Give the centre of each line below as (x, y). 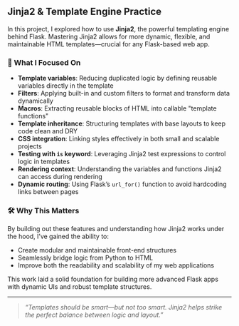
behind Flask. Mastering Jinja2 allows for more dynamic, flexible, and (109, 36)
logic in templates (43, 162)
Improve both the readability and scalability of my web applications (116, 265)
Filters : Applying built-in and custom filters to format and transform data (123, 93)
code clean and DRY (48, 131)
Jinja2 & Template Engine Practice (85, 12)
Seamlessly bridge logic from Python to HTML (85, 258)
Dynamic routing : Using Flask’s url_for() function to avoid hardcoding (122, 184)
